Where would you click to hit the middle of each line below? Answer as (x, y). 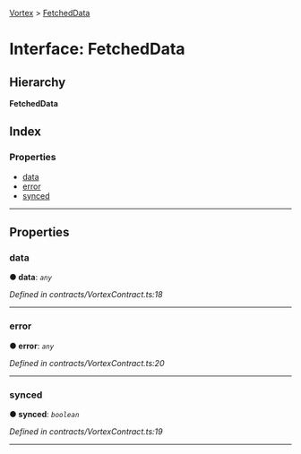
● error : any (32, 346)
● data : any (30, 278)
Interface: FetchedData (97, 49)
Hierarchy (38, 82)
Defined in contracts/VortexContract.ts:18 (86, 295)
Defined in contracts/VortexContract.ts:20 (87, 363)
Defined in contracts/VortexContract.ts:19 (86, 431)
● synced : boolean (44, 414)
